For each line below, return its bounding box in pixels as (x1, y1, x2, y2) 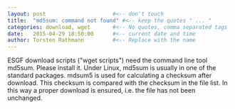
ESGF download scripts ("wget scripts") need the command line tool (7, 56, 208, 64)
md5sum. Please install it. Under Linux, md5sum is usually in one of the (7, 64, 216, 72)
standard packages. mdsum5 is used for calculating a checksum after (7, 71, 212, 80)
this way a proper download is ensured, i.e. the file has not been (7, 86, 196, 95)
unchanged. (7, 93, 43, 103)
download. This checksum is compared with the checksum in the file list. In (7, 79, 228, 87)
